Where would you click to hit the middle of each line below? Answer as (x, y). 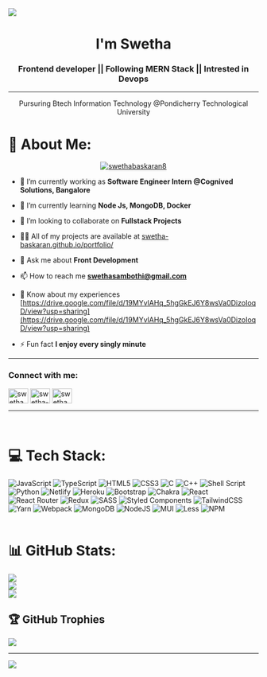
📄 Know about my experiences (70, 294)
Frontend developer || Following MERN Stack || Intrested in (133, 69)
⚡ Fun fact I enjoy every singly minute (83, 344)
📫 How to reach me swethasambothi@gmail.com (103, 276)
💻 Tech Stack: (57, 455)
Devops (133, 79)
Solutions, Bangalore (55, 190)
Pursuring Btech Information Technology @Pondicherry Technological (133, 103)
